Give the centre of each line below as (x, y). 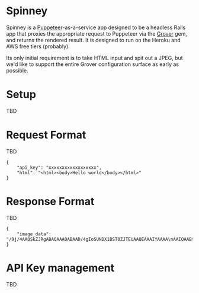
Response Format (50, 201)
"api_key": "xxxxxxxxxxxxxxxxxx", (59, 168)
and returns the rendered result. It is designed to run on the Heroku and (93, 40)
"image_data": (34, 234)
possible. (17, 70)
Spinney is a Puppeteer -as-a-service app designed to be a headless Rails (96, 27)
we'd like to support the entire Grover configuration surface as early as (93, 64)
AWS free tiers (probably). (38, 46)
